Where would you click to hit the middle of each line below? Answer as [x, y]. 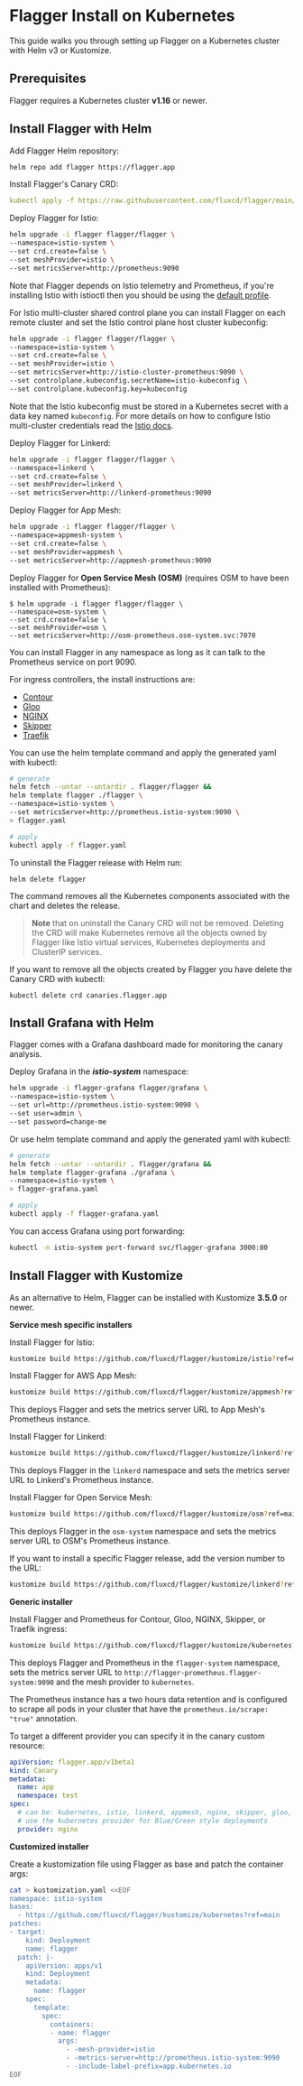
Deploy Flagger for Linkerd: [60, 442]
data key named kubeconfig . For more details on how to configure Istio [140, 415]
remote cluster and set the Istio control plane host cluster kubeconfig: [139, 322]
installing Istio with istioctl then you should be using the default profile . [140, 295]
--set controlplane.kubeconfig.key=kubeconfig [98, 389]
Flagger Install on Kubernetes [123, 16]
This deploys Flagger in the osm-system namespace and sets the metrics [143, 1532]
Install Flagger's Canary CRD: [64, 184]
